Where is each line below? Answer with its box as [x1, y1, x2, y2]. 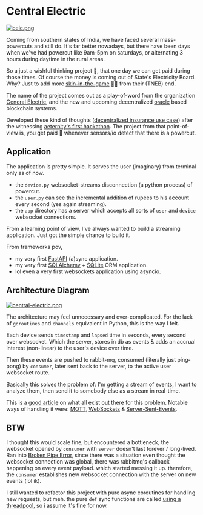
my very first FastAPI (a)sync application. [15, 254, 118, 262]
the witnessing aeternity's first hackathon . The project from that [6, 122, 166, 130]
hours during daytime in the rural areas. [6, 55, 105, 62]
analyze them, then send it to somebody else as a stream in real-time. [6, 387, 181, 394]
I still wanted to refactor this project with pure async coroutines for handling [6, 489, 196, 496]
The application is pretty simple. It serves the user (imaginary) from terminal [6, 162, 196, 170]
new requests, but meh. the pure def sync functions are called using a [6, 496, 181, 503]
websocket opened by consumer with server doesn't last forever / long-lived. [6, 445, 196, 453]
